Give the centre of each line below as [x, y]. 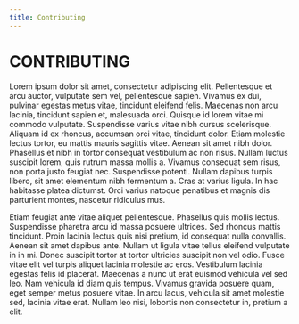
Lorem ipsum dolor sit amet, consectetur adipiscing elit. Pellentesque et [141, 86]
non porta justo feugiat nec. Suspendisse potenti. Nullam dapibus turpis [141, 171]
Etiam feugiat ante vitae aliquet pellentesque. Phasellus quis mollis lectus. [145, 217]
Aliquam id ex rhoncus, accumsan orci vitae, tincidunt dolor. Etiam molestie [147, 134]
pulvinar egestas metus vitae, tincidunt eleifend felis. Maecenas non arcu [144, 105]
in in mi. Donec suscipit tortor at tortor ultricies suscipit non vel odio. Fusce [147, 255]
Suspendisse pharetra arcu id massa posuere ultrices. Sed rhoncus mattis [145, 226]
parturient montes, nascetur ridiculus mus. [87, 199]
